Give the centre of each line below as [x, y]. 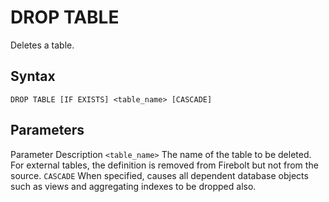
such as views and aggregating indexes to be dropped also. [133, 186]
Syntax [33, 76]
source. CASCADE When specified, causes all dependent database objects [159, 175]
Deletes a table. [42, 45]
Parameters [47, 130]
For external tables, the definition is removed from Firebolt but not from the [164, 165]
